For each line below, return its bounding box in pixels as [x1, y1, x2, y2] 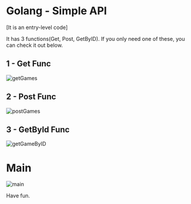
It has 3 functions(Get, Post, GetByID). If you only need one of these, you [6, 35, 186, 42]
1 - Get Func [6, 59, 51, 69]
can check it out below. [6, 42, 64, 49]
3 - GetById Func [6, 125, 70, 135]
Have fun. [6, 192, 30, 199]
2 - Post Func [6, 92, 57, 102]
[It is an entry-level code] [6, 24, 68, 31]
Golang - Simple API [6, 4, 107, 18]
